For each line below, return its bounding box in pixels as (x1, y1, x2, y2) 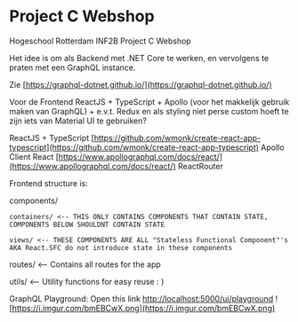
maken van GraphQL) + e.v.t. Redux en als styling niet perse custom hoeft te (9, 106, 289, 116)
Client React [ (9, 151, 60, 161)
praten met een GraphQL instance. (9, 62, 136, 73)
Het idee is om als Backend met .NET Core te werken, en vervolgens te (9, 52, 270, 63)
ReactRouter (177, 161, 224, 171)
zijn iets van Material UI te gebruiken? (9, 115, 147, 126)
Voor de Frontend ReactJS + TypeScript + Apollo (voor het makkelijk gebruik (9, 96, 290, 107)
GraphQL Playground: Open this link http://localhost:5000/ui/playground (9, 293, 274, 303)
